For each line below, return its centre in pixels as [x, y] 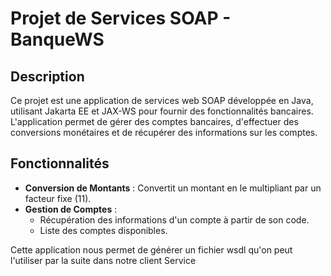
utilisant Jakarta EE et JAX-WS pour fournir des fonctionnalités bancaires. [162, 111]
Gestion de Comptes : [71, 209]
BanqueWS [57, 39]
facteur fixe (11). [58, 198]
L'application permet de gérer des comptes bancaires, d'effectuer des [154, 121]
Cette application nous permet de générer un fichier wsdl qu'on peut [151, 249]
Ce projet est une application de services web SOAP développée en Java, [162, 100]
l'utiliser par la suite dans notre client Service [103, 260]
